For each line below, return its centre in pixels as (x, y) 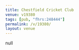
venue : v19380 (20, 15)
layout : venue (20, 29)
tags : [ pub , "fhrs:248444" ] (35, 19)
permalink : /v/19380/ (28, 24)
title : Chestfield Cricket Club (39, 10)
